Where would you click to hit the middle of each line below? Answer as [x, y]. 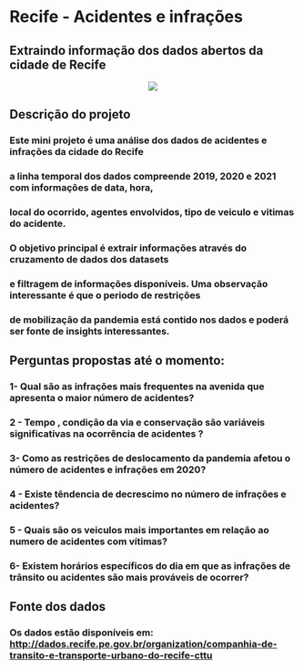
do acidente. [38, 223]
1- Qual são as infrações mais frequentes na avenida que [137, 387]
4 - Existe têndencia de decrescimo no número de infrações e [148, 494]
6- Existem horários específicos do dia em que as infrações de [150, 565]
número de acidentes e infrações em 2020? [108, 469]
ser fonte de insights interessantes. [90, 331]
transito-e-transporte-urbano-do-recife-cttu [111, 655]
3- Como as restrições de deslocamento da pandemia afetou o [150, 459]
